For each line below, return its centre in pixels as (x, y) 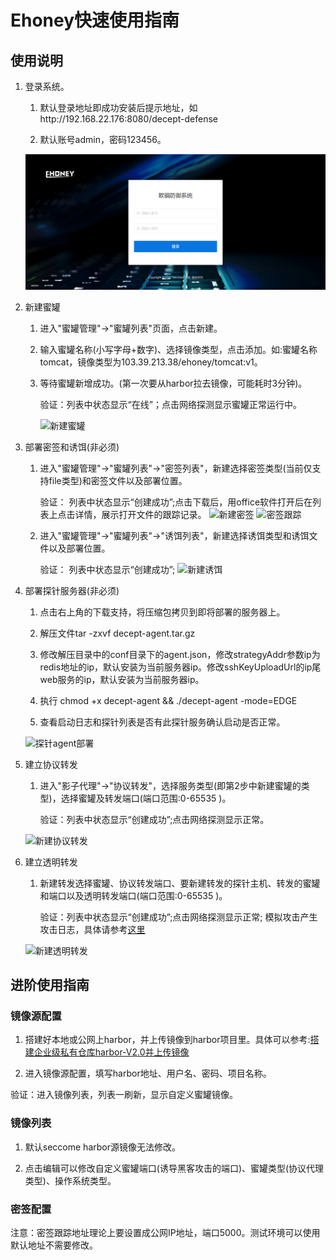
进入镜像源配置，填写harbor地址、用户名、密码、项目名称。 (148, 1073)
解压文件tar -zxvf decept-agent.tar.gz (117, 633)
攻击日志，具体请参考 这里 (92, 929)
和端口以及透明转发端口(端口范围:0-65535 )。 (133, 895)
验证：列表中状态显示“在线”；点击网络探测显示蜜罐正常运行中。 (170, 404)
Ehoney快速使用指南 (95, 20)
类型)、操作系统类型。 (70, 1180)
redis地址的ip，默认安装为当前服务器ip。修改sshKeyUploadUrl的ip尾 (180, 667)
